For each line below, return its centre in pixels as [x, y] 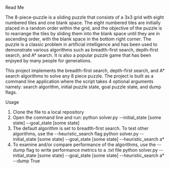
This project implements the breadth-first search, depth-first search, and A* [85, 70]
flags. [11, 92]
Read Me [15, 7]
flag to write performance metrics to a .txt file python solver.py [92, 150]
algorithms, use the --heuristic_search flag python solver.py [76, 134]
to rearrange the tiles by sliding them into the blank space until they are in [82, 33]
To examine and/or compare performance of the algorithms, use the [84, 144]
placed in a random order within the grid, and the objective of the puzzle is [84, 28]
